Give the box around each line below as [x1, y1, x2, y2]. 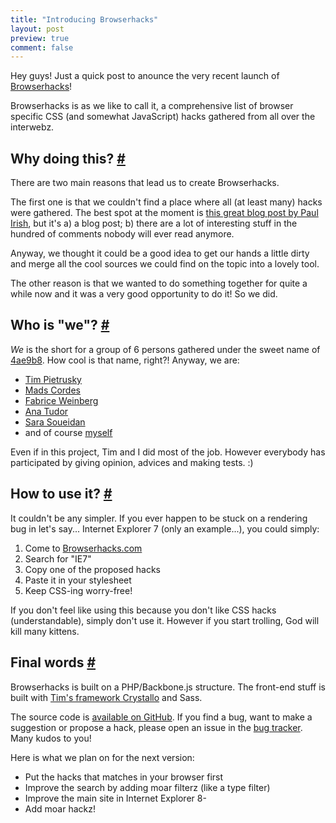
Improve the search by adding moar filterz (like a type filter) [24, 781, 271, 793]
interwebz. [10, 121, 55, 133]
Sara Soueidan [24, 416, 86, 428]
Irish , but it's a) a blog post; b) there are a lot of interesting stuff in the [10, 217, 298, 230]
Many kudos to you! [10, 732, 92, 744]
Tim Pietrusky [24, 373, 82, 385]
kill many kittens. [10, 625, 80, 637]
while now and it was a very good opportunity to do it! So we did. [10, 288, 278, 300]
